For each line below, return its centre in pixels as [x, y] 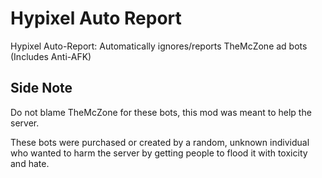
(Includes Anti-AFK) [51, 56]
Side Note [41, 88]
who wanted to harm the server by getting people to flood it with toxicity [159, 153]
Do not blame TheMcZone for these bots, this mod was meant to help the [161, 112]
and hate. [30, 163]
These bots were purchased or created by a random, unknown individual [160, 142]
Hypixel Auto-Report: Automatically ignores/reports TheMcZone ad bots [159, 46]
